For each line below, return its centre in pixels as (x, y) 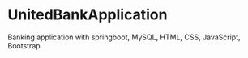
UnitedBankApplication (88, 15)
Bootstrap (24, 45)
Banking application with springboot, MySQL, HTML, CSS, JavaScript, (124, 37)
